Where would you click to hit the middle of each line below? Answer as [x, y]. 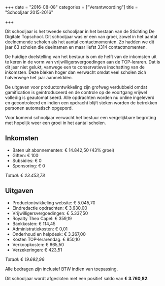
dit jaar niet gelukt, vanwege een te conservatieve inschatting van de [75, 67]
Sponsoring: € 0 [29, 166]
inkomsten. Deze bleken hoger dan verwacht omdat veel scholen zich [76, 72]
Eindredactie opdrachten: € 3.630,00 [50, 208]
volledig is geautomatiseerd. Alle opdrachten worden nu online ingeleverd [80, 97]
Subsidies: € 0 [27, 160]
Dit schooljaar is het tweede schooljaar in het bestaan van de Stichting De [80, 31]
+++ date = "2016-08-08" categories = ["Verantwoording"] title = [72, 7]
